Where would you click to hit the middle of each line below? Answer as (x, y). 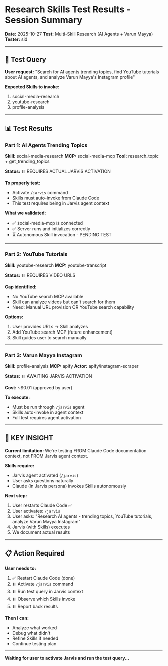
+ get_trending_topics (27, 161)
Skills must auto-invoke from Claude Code (56, 198)
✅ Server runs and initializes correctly (51, 229)
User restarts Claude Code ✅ (42, 505)
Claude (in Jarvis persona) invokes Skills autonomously (69, 486)
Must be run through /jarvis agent (48, 407)
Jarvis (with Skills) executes (41, 527)
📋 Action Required (35, 553)
